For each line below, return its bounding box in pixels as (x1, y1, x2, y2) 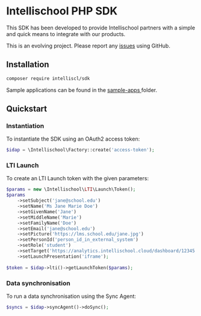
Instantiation (6, 121, 45, 130)
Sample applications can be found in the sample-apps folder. (6, 86, 158, 94)
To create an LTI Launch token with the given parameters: (6, 175, 149, 182)
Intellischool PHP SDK (6, 4, 118, 18)
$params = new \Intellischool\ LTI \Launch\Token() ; (6, 186, 136, 193)
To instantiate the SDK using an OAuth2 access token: (6, 135, 140, 142)
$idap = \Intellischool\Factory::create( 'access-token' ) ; (6, 147, 155, 153)
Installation (6, 59, 49, 70)
